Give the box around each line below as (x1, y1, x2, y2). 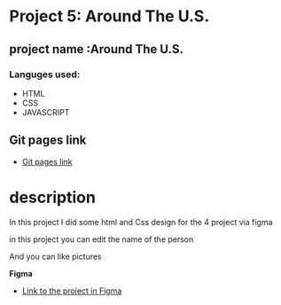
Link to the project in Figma (21, 285, 122, 296)
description (9, 187, 96, 207)
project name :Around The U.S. (9, 42, 184, 57)
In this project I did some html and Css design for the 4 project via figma (9, 216, 273, 227)
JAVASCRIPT (21, 106, 70, 117)
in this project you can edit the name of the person (9, 233, 194, 245)
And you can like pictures (9, 251, 102, 262)
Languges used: (9, 68, 81, 81)
